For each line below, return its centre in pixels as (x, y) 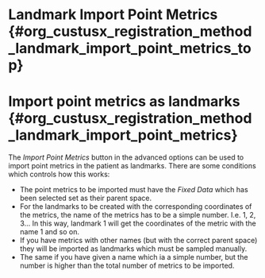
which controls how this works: (59, 174)
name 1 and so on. (49, 232)
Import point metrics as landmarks (124, 102)
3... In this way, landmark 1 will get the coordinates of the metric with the (138, 223)
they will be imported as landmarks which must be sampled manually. (133, 249)
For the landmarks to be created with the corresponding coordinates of (136, 207)
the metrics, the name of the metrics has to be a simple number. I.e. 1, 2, (138, 215)
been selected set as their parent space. (86, 198)
